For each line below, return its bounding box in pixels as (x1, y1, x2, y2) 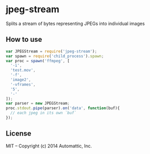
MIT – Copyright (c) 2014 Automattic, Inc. (6, 143, 92, 149)
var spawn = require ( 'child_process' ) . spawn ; (6, 54, 104, 59)
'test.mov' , (10, 68, 36, 73)
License (6, 129, 32, 138)
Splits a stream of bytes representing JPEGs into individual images (6, 20, 145, 27)
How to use (6, 35, 42, 44)
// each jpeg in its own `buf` (10, 111, 77, 116)
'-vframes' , (10, 82, 36, 87)
